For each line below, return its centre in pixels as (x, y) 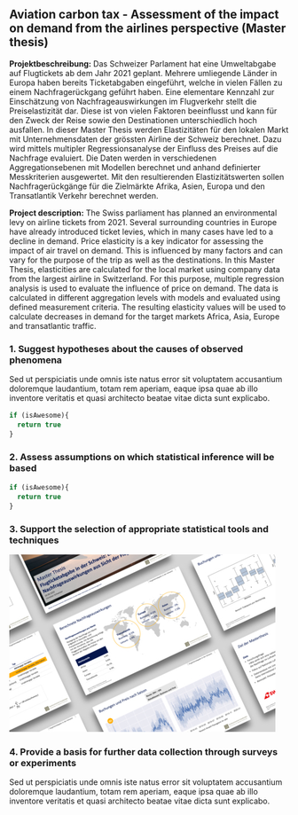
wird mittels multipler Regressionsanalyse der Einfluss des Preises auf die (144, 148)
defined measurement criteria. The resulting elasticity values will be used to (148, 307)
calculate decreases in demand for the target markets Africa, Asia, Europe (145, 316)
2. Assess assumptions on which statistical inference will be (142, 457)
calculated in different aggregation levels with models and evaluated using (145, 297)
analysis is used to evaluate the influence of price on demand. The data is (144, 288)
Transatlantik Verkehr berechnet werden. (84, 195)
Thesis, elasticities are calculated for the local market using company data (145, 269)
